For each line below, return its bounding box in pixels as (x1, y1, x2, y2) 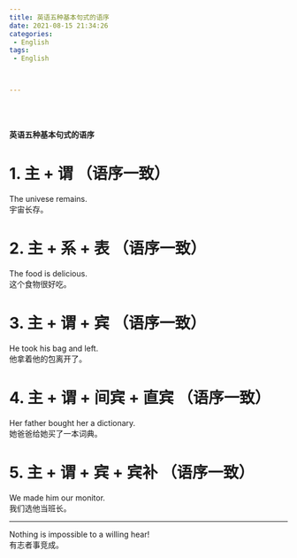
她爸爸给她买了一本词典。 (9, 428, 103, 438)
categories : (9, 29, 53, 38)
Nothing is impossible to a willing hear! (9, 529, 150, 539)
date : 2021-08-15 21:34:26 (9, 21, 109, 30)
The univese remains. (9, 193, 88, 204)
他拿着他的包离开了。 (9, 353, 87, 364)
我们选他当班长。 (9, 502, 72, 514)
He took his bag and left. (9, 343, 99, 353)
